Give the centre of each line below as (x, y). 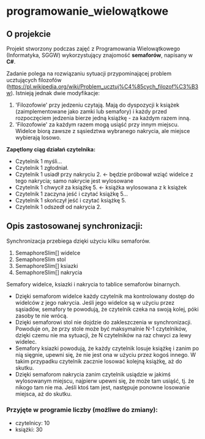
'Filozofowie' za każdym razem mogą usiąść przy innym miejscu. (97, 124)
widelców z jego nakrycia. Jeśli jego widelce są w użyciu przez (95, 302)
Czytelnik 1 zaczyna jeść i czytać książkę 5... (72, 194)
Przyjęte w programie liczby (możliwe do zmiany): (82, 410)
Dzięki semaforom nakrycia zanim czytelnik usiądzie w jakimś (93, 374)
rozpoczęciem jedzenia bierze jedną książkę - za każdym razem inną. (103, 118)
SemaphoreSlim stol (40, 259)
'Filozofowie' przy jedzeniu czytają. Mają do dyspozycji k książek (97, 105)
